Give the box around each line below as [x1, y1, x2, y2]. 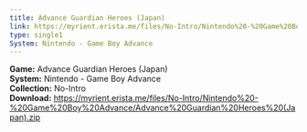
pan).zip [9, 112, 41, 123]
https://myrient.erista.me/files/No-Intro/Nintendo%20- [53, 93, 259, 104]
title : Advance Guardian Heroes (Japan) [9, 13, 166, 23]
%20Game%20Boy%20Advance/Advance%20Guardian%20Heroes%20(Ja [9, 102, 296, 114]
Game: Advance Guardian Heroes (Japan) [9, 64, 168, 75]
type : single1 [9, 30, 64, 39]
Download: [9, 93, 52, 104]
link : [9, 22, 30, 31]
